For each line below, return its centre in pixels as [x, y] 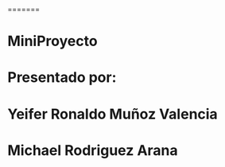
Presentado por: [62, 78]
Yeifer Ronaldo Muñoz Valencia [112, 114]
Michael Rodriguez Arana [93, 150]
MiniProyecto [52, 41]
